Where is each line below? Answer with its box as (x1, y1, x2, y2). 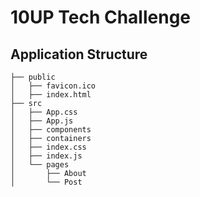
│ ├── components (10, 125, 92, 135)
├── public (10, 72, 56, 82)
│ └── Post (10, 177, 83, 187)
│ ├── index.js (10, 151, 83, 161)
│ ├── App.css (10, 107, 78, 117)
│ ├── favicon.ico (10, 81, 97, 91)
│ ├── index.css (10, 142, 87, 152)
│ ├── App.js (10, 116, 74, 126)
